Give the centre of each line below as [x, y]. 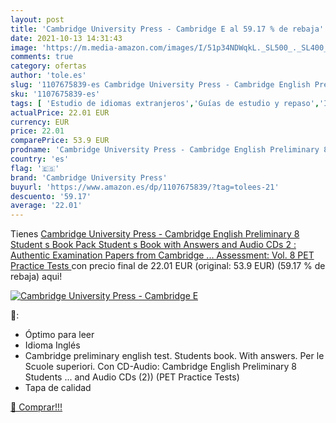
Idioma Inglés [52, 345]
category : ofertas [48, 66]
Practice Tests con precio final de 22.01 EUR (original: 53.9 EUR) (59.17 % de [168, 266]
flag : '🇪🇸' [35, 168]
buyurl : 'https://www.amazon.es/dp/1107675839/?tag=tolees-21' [145, 187]
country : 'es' [40, 159]
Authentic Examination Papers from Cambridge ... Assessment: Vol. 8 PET [162, 255]
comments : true [42, 57]
